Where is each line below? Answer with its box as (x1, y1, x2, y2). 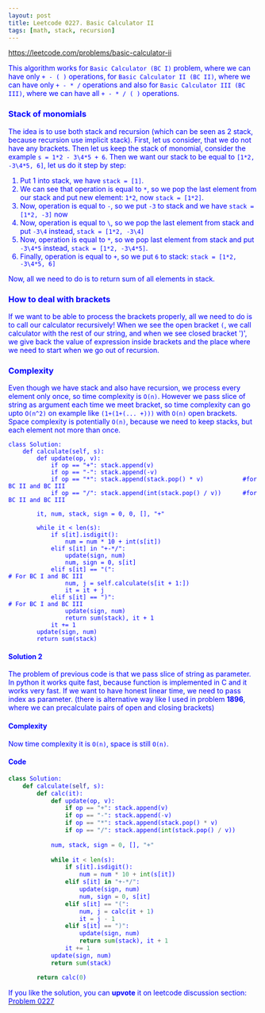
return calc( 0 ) (36, 973, 87, 981)
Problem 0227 (8, 996, 55, 1006)
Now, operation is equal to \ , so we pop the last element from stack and (19, 217, 255, 227)
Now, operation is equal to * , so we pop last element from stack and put (19, 235, 255, 244)
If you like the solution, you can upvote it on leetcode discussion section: (8, 988, 248, 997)
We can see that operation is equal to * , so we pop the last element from (19, 184, 257, 194)
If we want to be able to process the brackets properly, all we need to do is (8, 311, 252, 321)
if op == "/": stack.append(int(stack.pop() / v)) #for (50, 489, 258, 497)
